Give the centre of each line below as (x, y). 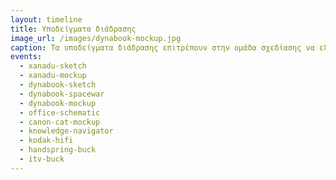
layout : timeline (46, 19)
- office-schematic (60, 112)
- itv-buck (42, 159)
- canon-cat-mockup (60, 122)
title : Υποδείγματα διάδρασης (73, 29)
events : (26, 57)
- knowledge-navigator (66, 131)
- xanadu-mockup (53, 76)
